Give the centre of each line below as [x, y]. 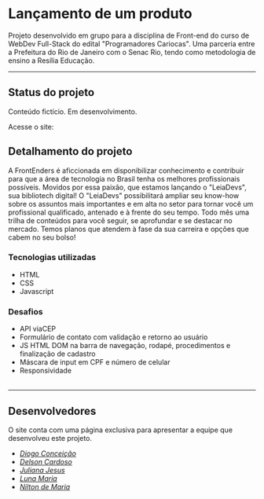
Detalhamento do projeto [70, 151]
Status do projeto [51, 92]
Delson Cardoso [46, 461]
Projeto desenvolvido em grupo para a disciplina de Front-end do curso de [129, 35]
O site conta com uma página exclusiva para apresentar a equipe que [121, 430]
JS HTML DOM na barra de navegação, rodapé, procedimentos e [125, 346]
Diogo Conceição [48, 453]
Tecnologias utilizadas [52, 258]
